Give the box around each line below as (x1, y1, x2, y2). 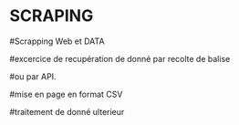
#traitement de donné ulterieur (9, 106, 125, 117)
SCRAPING (9, 5, 94, 26)
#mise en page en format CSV (9, 89, 123, 99)
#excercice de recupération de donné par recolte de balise (9, 53, 231, 64)
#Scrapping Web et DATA (9, 36, 105, 47)
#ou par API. (9, 70, 57, 82)
